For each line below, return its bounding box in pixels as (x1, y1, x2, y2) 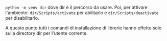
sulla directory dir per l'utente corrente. (5, 30, 88, 36)
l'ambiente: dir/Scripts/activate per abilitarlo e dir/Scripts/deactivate (5, 10, 159, 16)
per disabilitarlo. (5, 15, 39, 21)
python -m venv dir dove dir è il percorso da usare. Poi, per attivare (5, 5, 148, 10)
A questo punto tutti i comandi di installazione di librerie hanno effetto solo (5, 25, 162, 31)
